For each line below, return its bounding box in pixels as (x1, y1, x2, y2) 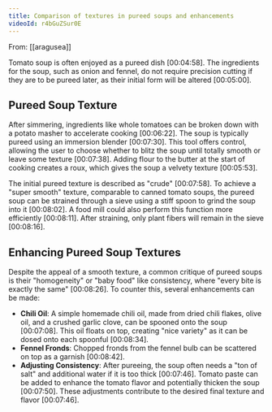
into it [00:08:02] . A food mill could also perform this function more (8, 205, 233, 215)
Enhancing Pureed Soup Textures (8, 245, 181, 259)
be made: (8, 293, 41, 303)
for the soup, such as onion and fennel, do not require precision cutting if (8, 66, 253, 76)
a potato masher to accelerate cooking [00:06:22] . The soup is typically (8, 128, 249, 138)
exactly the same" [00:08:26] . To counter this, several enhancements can (8, 284, 255, 294)
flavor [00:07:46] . (19, 395, 80, 405)
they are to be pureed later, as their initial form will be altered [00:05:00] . (8, 75, 252, 85)
